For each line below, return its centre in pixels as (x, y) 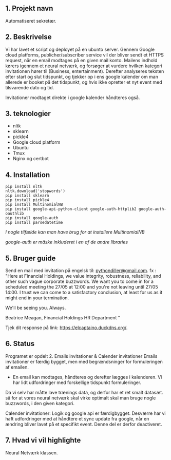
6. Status (20, 344)
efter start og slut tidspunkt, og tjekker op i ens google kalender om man (82, 76)
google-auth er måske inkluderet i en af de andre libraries (67, 242)
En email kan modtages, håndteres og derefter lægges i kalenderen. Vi (87, 377)
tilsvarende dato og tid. (30, 87)
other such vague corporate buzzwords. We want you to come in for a (80, 281)
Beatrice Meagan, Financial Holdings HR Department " (63, 318)
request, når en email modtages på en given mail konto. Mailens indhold (81, 60)
